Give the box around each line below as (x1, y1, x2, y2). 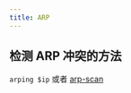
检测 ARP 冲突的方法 (9, 48, 123, 63)
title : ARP (9, 13, 50, 22)
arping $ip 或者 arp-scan (9, 73, 104, 85)
